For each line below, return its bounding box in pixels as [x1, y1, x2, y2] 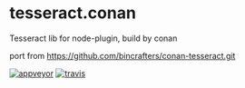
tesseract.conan [9, 3, 136, 24]
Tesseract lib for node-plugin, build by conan [9, 33, 178, 44]
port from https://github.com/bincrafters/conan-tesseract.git [9, 50, 236, 61]
